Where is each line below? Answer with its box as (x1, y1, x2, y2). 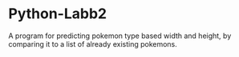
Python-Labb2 (8, 5, 107, 23)
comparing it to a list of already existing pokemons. (8, 39, 178, 48)
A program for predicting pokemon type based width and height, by (8, 31, 232, 40)
